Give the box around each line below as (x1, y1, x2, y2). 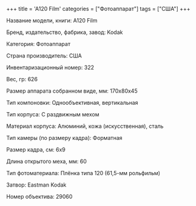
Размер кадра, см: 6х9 (6, 146, 66, 153)
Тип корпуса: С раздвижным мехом (6, 111, 100, 118)
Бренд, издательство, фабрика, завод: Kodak (6, 28, 123, 36)
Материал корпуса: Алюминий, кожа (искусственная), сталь (6, 122, 164, 130)
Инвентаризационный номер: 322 (6, 64, 94, 71)
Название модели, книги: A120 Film (6, 17, 98, 24)
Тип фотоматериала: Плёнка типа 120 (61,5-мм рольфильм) (6, 170, 161, 176)
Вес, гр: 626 (6, 76, 38, 82)
